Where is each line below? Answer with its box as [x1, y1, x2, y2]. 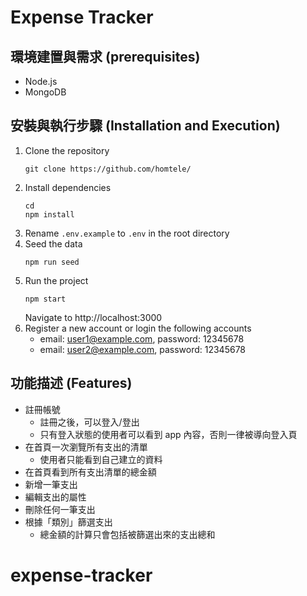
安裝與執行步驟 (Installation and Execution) [10, 117, 281, 135]
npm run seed [24, 257, 80, 267]
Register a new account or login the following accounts [24, 322, 252, 334]
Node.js [24, 76, 58, 87]
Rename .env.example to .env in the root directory [24, 227, 230, 239]
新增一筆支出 [24, 478, 78, 490]
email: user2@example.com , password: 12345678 [39, 343, 247, 355]
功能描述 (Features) [10, 375, 133, 392]
